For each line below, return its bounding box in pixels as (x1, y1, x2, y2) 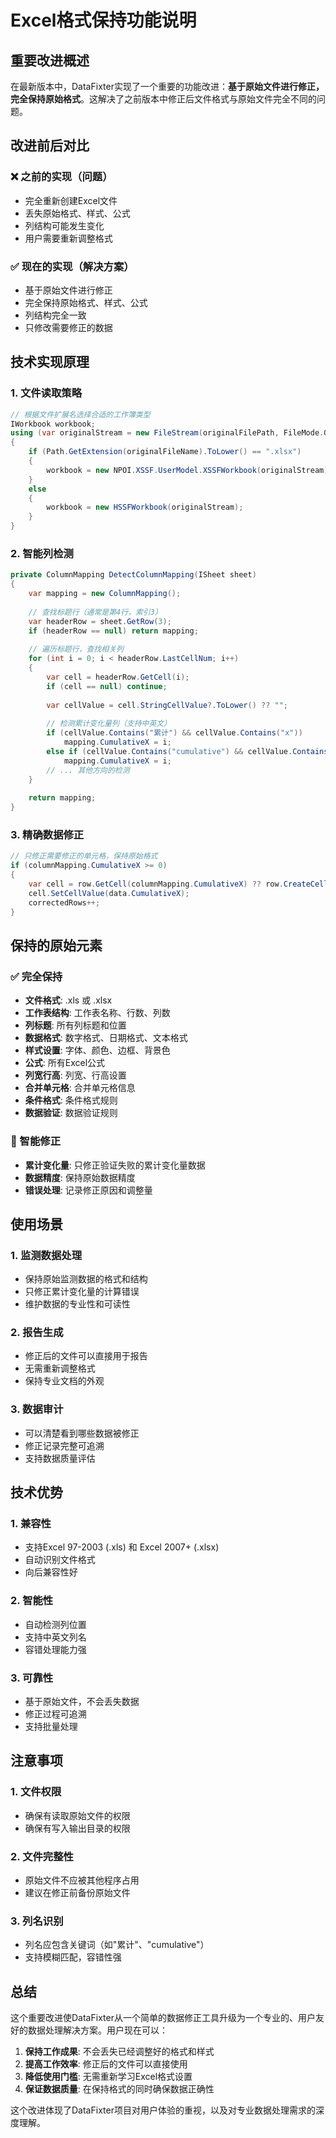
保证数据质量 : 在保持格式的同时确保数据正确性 (24, 2083, 215, 2095)
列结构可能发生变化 (24, 219, 105, 231)
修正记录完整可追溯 (24, 1439, 105, 1451)
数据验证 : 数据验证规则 (24, 1107, 118, 1119)
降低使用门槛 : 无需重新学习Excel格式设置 (24, 2071, 193, 2083)
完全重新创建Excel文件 (24, 194, 118, 206)
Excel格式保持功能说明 (10, 9, 197, 32)
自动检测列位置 (24, 1618, 87, 1630)
